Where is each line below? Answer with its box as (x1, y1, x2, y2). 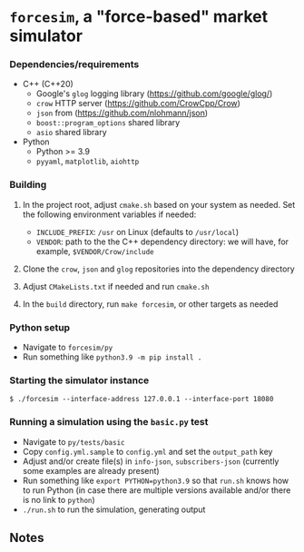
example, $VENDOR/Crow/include (35, 245, 154, 256)
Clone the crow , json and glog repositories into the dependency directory (22, 263, 295, 274)
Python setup (9, 320, 71, 333)
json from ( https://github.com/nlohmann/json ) (35, 107, 209, 119)
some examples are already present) (22, 465, 161, 476)
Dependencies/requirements (9, 58, 140, 71)
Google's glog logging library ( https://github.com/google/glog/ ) (35, 88, 273, 99)
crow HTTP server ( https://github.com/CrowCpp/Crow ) (35, 98, 240, 109)
